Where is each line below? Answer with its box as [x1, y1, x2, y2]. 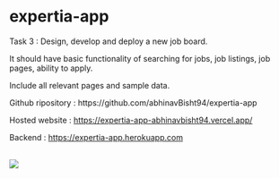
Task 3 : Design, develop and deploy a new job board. [9, 36, 208, 47]
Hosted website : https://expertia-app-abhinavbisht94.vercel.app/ [9, 114, 253, 125]
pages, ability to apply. [9, 63, 93, 73]
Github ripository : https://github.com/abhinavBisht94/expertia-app [9, 97, 257, 108]
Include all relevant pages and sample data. [9, 80, 170, 90]
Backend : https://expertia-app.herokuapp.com [9, 131, 184, 142]
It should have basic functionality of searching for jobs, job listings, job [9, 53, 271, 64]
